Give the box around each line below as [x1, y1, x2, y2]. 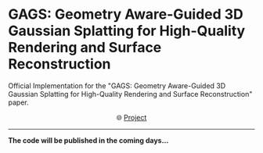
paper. [8, 98, 29, 107]
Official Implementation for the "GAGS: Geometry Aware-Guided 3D [8, 80, 226, 91]
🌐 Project [116, 112, 147, 122]
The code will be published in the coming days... [8, 135, 169, 145]
